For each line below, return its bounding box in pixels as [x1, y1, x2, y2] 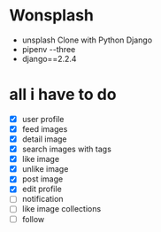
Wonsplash [9, 5, 95, 26]
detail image [21, 134, 68, 144]
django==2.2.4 [21, 53, 77, 64]
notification [21, 194, 64, 205]
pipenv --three [21, 43, 76, 54]
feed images [21, 123, 68, 134]
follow [21, 213, 45, 224]
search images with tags [21, 143, 112, 155]
